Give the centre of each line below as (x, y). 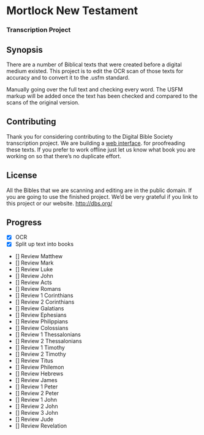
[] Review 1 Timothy (40, 348)
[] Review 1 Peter (36, 387)
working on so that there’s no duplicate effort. (64, 156)
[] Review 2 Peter (37, 393)
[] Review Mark (34, 263)
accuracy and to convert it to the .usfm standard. (68, 77)
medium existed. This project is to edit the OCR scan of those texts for (95, 71)
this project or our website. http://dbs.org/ (59, 203)
